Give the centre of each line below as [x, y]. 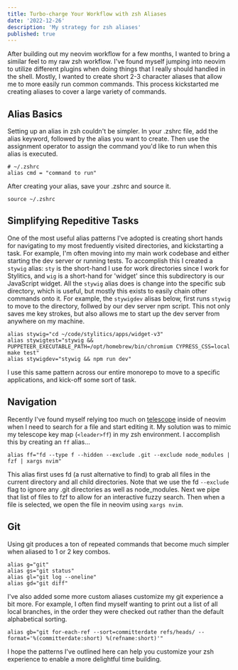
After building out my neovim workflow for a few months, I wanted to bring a [119, 54]
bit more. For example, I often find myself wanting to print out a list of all [113, 604]
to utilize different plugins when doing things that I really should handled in [117, 69]
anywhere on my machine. [46, 321]
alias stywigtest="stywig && [50, 340]
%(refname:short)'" [134, 638]
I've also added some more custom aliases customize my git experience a [115, 596]
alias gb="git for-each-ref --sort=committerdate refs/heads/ [101, 632]
